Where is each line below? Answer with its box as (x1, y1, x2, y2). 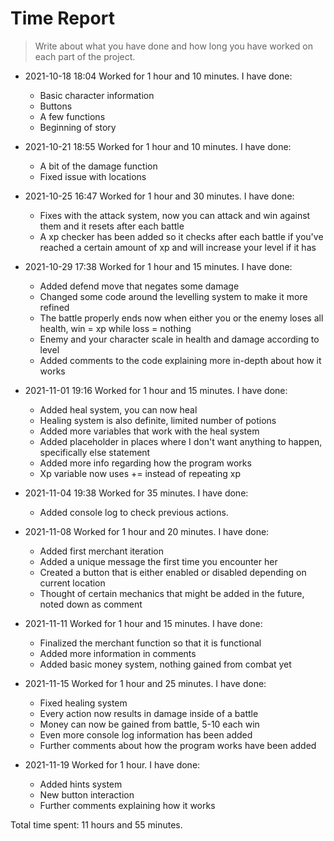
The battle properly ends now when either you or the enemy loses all (39, 312, 324, 324)
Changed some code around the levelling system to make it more (39, 290, 308, 302)
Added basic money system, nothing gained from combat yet (39, 658, 292, 670)
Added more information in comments (39, 647, 197, 659)
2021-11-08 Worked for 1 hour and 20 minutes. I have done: (24, 525, 270, 537)
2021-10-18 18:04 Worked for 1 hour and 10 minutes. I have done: (24, 70, 293, 82)
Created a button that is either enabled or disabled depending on (39, 566, 307, 578)
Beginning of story (39, 121, 117, 133)
